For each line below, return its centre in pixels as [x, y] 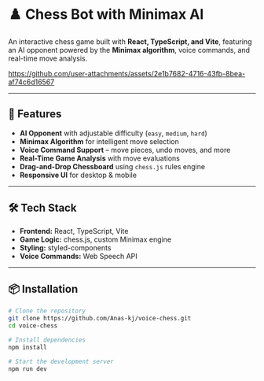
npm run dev [27, 369]
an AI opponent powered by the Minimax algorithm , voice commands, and [129, 50]
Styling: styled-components [65, 247]
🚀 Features [35, 114]
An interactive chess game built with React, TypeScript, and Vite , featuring [130, 41]
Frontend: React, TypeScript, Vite [74, 231]
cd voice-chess [33, 326]
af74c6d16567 [31, 82]
